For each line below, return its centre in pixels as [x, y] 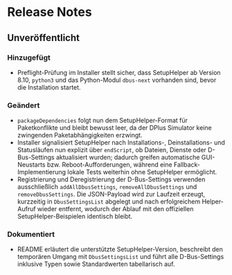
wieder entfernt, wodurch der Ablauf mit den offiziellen [115, 209]
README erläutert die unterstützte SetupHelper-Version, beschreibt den [120, 249]
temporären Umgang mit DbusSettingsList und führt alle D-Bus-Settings [121, 257]
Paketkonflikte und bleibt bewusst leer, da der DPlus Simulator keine [115, 128]
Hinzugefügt [29, 58]
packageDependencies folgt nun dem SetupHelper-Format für [102, 120]
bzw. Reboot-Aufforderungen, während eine [109, 165]
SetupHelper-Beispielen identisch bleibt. [75, 217]
